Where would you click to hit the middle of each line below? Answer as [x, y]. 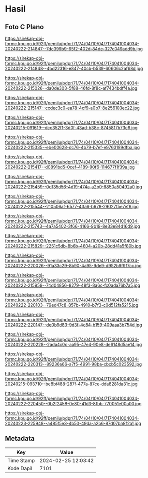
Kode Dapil [20, 468]
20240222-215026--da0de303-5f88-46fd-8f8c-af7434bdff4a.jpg [71, 88]
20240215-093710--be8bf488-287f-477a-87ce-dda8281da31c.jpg [71, 384]
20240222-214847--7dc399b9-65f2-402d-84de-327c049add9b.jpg [74, 49]
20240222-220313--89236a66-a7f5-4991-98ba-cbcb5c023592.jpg [73, 364]
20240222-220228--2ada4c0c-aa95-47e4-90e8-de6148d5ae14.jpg [74, 345]
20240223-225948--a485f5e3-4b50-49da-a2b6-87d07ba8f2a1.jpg [73, 423]
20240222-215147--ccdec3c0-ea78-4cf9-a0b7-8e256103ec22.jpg [73, 108]
